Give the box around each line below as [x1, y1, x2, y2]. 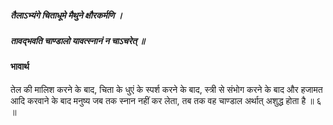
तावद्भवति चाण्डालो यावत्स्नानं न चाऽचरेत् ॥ [10, 34, 145, 46]
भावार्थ [10, 61, 30, 73]
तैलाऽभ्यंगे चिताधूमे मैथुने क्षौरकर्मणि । [10, 9, 123, 21]
